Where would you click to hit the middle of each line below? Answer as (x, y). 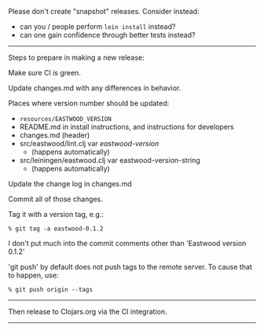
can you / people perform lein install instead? (97, 26)
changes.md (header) (55, 135)
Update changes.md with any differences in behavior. (95, 88)
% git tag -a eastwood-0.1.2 (56, 229)
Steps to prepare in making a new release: (77, 57)
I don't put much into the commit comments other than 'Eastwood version (127, 243)
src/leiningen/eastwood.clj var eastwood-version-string (110, 160)
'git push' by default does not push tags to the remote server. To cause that (130, 267)
